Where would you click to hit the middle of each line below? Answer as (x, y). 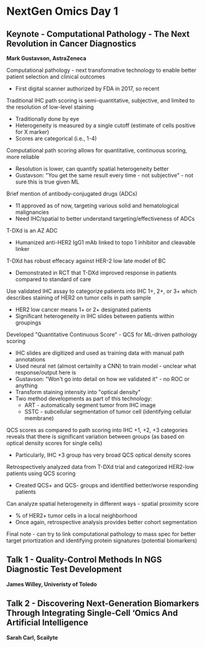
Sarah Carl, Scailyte (32, 637)
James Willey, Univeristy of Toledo (52, 584)
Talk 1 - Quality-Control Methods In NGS (84, 560)
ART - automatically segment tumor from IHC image (90, 405)
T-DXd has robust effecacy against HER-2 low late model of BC (86, 261)
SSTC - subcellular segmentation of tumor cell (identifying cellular (108, 412)
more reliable (23, 157)
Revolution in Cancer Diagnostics (72, 43)
